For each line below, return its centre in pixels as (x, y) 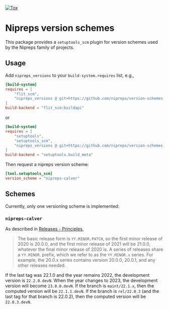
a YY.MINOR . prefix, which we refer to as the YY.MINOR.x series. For (85, 255)
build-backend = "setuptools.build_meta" (49, 155)
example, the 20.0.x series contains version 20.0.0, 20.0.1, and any (87, 260)
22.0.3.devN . (18, 301)
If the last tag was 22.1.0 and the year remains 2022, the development (77, 275)
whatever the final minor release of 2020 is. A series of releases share (90, 249)
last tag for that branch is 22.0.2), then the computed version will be (76, 296)
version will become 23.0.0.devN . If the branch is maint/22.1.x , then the (80, 286)
